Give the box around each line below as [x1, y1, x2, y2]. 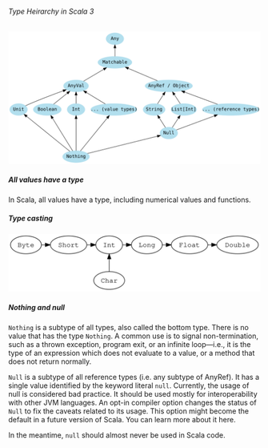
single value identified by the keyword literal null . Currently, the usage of [8, 381, 250, 390]
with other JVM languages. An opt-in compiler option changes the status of [8, 398, 258, 408]
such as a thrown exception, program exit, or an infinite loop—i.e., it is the [8, 340, 251, 349]
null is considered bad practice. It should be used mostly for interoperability [8, 389, 258, 399]
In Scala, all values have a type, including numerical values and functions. [8, 195, 251, 204]
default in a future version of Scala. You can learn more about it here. [8, 415, 236, 425]
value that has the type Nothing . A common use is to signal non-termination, [8, 331, 258, 341]
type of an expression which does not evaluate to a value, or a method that [8, 349, 255, 358]
